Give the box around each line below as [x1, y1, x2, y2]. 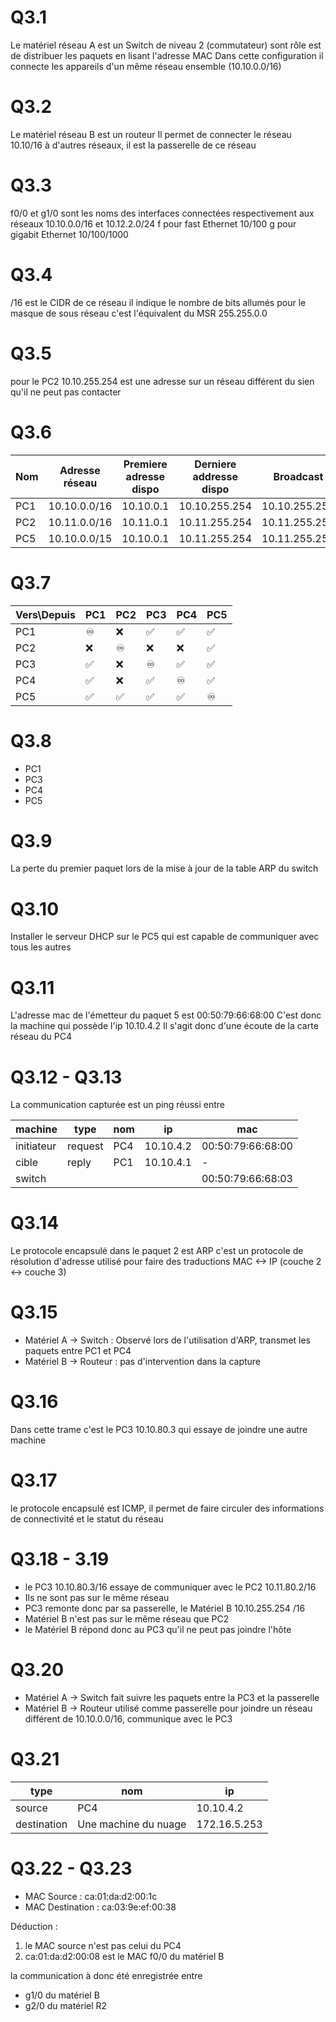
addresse [192, 469, 239, 483]
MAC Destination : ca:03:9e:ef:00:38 [24, 1901, 177, 1913]
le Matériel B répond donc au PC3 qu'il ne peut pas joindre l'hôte [24, 1623, 292, 1635]
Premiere [123, 457, 168, 471]
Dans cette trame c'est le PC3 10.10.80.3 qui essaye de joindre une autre [10, 1424, 308, 1436]
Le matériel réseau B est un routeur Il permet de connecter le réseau [10, 128, 292, 140]
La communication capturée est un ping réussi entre [10, 1099, 225, 1111]
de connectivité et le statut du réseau [10, 1513, 164, 1525]
